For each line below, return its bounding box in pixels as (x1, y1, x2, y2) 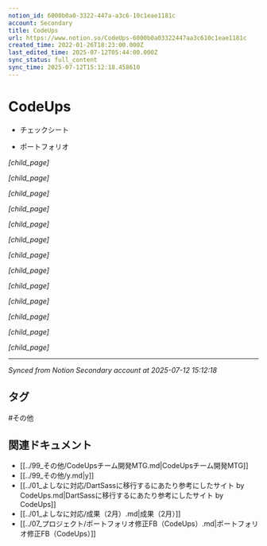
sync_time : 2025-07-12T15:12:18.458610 (8, 64, 141, 72)
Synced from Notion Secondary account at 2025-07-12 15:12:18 (8, 365, 217, 374)
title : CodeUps (8, 26, 59, 34)
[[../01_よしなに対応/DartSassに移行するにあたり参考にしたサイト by (19, 481, 245, 490)
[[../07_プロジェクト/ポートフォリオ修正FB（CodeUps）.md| (19, 519, 217, 529)
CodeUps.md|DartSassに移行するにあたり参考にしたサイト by (19, 490, 224, 501)
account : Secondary (8, 19, 73, 27)
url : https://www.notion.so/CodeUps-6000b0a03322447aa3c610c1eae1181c (8, 33, 247, 42)
